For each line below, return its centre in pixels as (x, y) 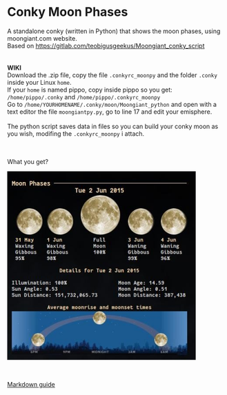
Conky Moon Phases (68, 12)
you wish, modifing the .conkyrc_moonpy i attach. (76, 133)
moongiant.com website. (42, 38)
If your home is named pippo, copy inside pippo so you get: (90, 90)
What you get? (28, 161)
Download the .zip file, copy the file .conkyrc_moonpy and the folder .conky (112, 75)
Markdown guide (31, 384)
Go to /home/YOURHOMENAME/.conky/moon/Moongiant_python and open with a (112, 104)
